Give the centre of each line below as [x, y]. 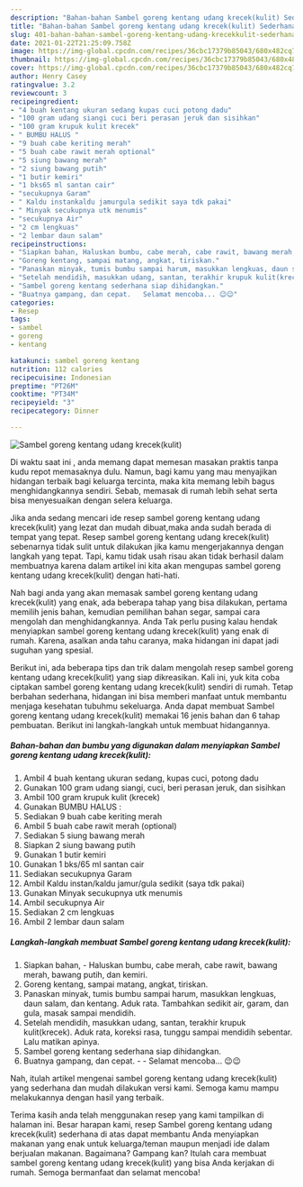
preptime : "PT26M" [45, 386]
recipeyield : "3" [43, 403]
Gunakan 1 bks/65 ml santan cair [84, 864]
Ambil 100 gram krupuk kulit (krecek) [92, 797]
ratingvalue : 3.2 [43, 85]
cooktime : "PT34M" [45, 394]
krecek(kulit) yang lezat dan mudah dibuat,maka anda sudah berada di [141, 527]
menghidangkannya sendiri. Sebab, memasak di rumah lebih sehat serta [144, 490]
